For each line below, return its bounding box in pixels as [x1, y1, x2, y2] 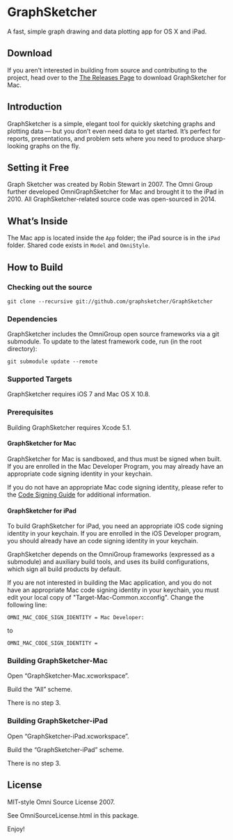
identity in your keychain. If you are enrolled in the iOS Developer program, [7, 529, 221, 538]
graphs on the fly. [30, 141, 81, 150]
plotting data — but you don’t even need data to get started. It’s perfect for [7, 127, 221, 135]
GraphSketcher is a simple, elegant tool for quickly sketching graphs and [7, 119, 216, 127]
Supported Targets [7, 374, 72, 384]
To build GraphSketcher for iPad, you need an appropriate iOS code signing [7, 522, 224, 530]
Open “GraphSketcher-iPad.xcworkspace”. [7, 732, 130, 740]
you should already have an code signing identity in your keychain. [7, 537, 198, 545]
